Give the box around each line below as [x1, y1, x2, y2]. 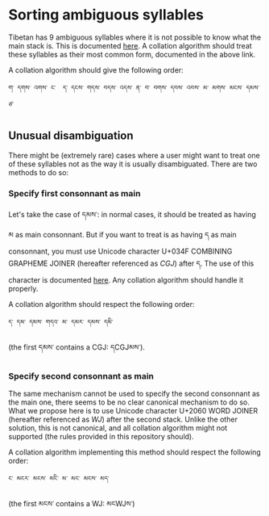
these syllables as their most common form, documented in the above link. [8, 49, 256, 59]
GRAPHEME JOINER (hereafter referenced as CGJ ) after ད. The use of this [8, 258, 255, 268]
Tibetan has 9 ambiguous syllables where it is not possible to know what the [8, 32, 262, 42]
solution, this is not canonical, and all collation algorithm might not [8, 423, 228, 433]
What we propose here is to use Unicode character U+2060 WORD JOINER [8, 406, 259, 416]
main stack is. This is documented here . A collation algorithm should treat [8, 40, 252, 50]
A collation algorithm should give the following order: [8, 65, 184, 74]
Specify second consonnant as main [8, 370, 155, 381]
